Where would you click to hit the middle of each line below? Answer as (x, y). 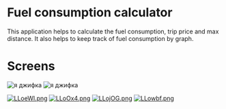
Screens (31, 66)
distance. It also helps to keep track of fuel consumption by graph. (100, 38)
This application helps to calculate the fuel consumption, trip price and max (113, 31)
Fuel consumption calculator (90, 13)
